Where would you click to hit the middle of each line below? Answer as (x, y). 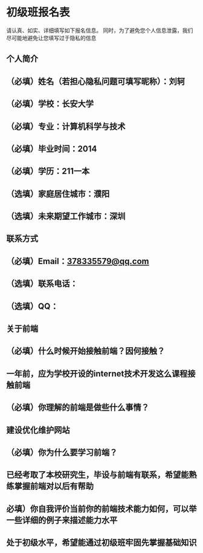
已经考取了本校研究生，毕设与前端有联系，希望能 (98, 475)
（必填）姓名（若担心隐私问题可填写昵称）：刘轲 (96, 81)
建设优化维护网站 (38, 430)
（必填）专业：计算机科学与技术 (66, 126)
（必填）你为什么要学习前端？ (62, 452)
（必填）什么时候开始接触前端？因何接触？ (85, 351)
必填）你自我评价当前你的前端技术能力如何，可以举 (101, 508)
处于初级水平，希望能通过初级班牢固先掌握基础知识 (101, 543)
